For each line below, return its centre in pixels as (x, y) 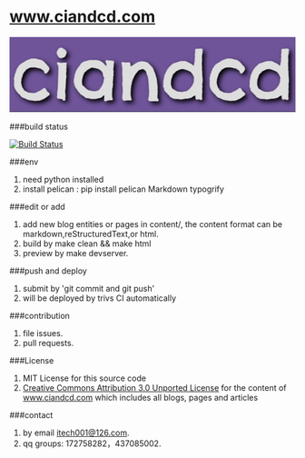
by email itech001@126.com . (76, 433)
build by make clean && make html (87, 244)
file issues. (43, 334)
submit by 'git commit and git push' (89, 289)
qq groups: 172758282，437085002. (92, 443)
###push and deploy (49, 271)
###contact (31, 415)
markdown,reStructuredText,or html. (90, 234)
